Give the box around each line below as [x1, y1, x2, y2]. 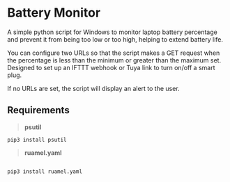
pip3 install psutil [7, 136, 68, 143]
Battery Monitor [7, 5, 101, 21]
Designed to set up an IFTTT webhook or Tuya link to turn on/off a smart [7, 63, 215, 72]
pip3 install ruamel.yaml [7, 168, 82, 175]
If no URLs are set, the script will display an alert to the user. [7, 84, 180, 92]
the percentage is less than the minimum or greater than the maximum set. [7, 56, 222, 64]
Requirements [7, 104, 70, 116]
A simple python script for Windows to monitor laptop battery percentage [7, 28, 217, 36]
